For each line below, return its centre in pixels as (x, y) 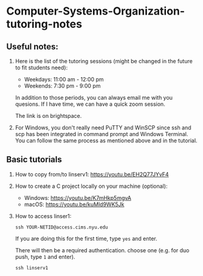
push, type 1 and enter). (45, 257)
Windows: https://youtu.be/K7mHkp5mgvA (78, 198)
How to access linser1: (43, 216)
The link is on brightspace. (48, 116)
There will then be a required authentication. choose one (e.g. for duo (102, 250)
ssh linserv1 (32, 268)
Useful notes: (33, 47)
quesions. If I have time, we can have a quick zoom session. (90, 104)
